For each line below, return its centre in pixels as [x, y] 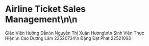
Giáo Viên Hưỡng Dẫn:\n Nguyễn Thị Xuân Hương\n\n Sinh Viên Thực [75, 33]
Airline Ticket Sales [45, 9]
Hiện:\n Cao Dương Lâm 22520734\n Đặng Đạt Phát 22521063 [68, 38]
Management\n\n [41, 19]
